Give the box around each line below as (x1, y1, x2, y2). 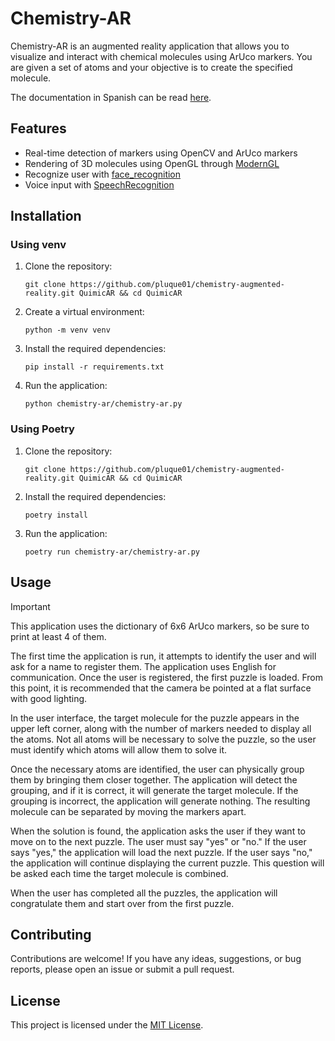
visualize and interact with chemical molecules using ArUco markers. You (10, 50, 313, 62)
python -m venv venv (24, 325, 111, 336)
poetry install (24, 510, 89, 520)
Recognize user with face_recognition (24, 168, 182, 180)
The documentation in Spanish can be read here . (10, 91, 212, 103)
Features (10, 120, 67, 137)
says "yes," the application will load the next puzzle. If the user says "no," (10, 846, 313, 858)
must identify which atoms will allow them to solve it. (10, 743, 228, 756)
